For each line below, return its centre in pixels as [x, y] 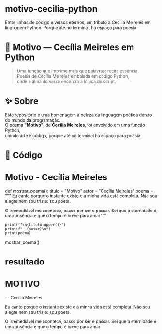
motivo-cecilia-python [51, 9]
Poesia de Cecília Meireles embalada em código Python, [73, 76]
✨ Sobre [22, 101]
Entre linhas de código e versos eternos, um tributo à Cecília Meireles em [78, 22]
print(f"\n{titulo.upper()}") [36, 225]
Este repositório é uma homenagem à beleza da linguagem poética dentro [79, 115]
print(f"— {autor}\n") [28, 229]
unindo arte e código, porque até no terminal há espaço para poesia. [73, 135]
